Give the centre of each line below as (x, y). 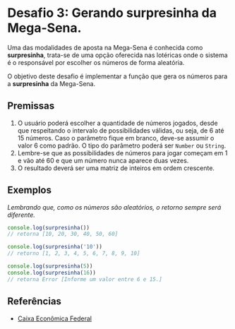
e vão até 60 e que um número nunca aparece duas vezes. (103, 160)
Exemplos (29, 190)
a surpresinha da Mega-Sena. (52, 83)
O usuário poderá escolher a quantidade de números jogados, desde (117, 123)
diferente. (21, 215)
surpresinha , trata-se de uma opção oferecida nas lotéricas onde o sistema (117, 55)
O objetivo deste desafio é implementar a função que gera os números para (117, 76)
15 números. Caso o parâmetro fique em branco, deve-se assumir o (116, 138)
